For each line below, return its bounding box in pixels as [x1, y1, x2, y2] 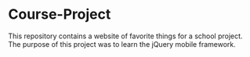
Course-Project [8, 5, 111, 23]
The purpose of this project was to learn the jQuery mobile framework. [8, 39, 237, 48]
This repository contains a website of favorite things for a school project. [8, 31, 243, 41]
